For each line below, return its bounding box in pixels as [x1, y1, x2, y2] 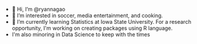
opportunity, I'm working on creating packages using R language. [11, 24, 173, 32]
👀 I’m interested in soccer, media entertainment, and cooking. [11, 12, 163, 19]
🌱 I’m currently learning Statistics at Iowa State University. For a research [11, 18, 192, 25]
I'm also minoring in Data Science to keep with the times [11, 31, 150, 38]
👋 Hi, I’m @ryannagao [11, 6, 66, 12]
